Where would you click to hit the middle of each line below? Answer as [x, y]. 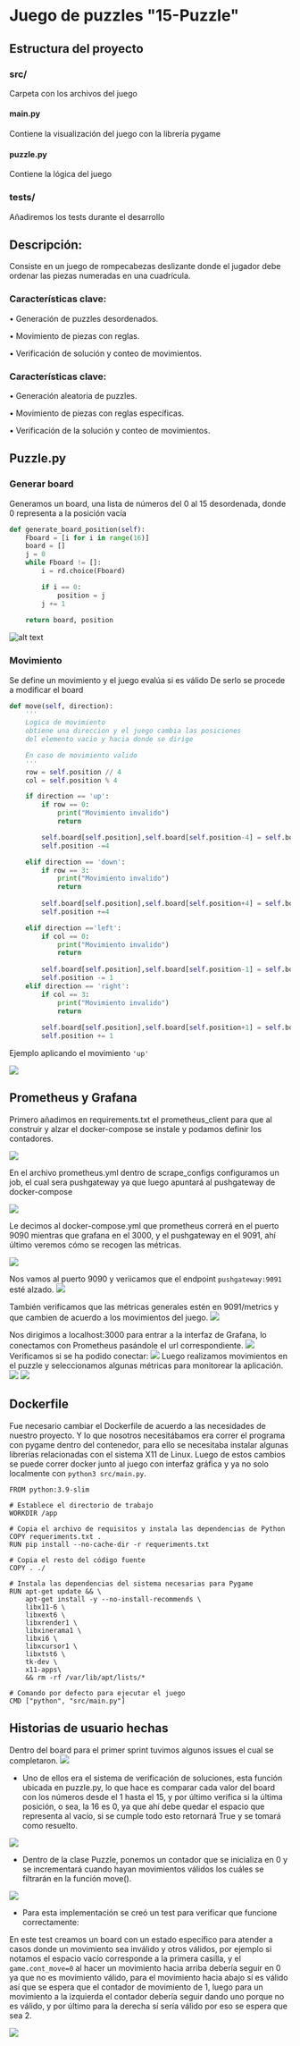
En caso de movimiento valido [82, 755]
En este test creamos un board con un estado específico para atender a [142, 1939]
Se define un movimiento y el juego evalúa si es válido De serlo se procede [147, 680]
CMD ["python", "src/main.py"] [67, 1701]
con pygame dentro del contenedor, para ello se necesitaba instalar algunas [149, 1444]
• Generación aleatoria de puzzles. [73, 395]
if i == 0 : [62, 587]
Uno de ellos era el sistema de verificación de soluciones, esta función [152, 1778]
